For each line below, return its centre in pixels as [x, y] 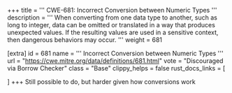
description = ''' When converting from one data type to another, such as [113, 17]
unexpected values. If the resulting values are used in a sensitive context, [113, 32]
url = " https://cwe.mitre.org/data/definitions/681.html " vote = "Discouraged [115, 61]
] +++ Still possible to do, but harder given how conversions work [101, 82]
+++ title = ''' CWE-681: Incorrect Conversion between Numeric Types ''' [113, 10]
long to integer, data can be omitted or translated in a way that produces [111, 25]
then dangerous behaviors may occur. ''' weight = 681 [85, 40]
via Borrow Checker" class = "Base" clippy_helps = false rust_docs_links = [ [116, 68]
